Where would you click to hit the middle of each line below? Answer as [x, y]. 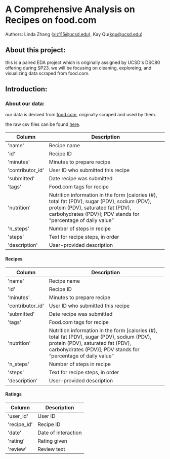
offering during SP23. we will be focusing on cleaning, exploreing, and [78, 68]
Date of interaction [60, 433]
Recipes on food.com [51, 20]
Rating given [52, 441]
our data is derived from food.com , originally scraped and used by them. [81, 115]
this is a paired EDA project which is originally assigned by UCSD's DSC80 [83, 62]
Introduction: [26, 89]
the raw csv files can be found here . [43, 124]
